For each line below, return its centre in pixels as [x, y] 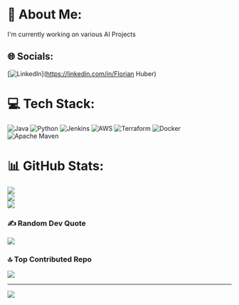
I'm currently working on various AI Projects [72, 34]
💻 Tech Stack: [51, 103]
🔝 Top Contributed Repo [50, 259]
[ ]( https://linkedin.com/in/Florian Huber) [82, 73]
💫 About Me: [45, 15]
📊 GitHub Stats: [56, 166]
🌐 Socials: [31, 57]
